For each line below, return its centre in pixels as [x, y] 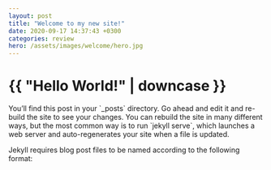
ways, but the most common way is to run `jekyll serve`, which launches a [132, 125]
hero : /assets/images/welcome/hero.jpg [76, 46]
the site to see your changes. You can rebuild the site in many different [145, 117]
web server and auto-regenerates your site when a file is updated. [119, 134]
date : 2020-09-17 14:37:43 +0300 [65, 31]
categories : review [41, 38]
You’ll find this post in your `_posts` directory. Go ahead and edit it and [126, 108]
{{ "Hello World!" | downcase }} [118, 86]
